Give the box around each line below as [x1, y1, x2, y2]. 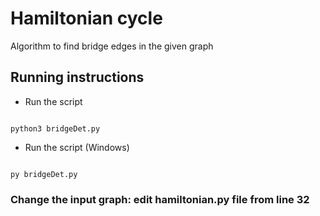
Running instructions [10, 69, 145, 86]
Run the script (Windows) [24, 141, 130, 153]
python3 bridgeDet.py [10, 123, 101, 134]
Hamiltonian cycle [10, 7, 163, 30]
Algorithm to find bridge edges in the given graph [10, 40, 214, 52]
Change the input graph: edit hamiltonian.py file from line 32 [10, 192, 310, 206]
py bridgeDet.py [10, 169, 78, 179]
